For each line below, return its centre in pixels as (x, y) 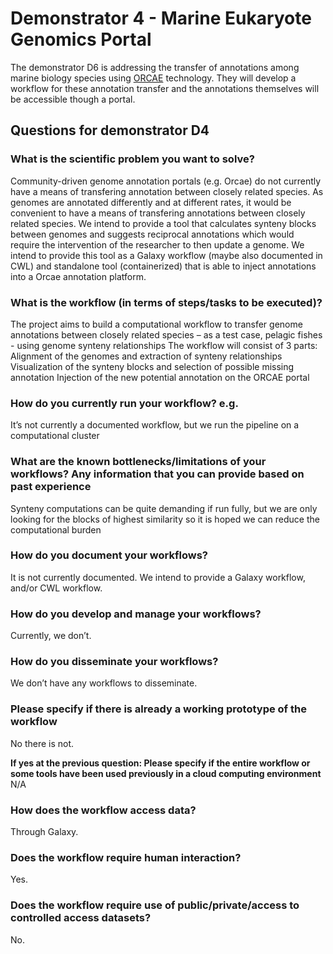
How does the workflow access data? (103, 810)
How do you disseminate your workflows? (114, 662)
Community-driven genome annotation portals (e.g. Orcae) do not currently (166, 181)
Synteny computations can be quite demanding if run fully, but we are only (164, 508)
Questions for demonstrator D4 (110, 130)
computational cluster (55, 436)
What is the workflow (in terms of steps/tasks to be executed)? (166, 302)
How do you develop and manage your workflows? (136, 614)
